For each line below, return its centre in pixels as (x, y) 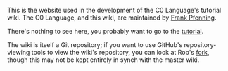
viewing (19, 52)
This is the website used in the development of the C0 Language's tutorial (114, 10)
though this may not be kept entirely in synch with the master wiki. (103, 60)
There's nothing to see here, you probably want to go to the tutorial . (106, 31)
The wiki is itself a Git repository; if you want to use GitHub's (95, 45)
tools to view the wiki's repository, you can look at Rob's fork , (120, 52)
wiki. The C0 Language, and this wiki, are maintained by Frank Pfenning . (112, 18)
